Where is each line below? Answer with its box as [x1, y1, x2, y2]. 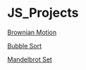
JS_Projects [7, 5, 79, 21]
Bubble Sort [7, 41, 42, 50]
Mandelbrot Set [7, 55, 53, 64]
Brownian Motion [7, 28, 57, 36]
